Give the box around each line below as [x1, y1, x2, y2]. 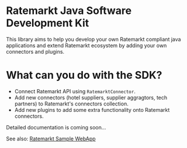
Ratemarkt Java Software [6, 4, 132, 17]
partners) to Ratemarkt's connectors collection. [14, 100, 129, 107]
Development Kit [6, 16, 89, 30]
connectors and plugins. [6, 48, 65, 55]
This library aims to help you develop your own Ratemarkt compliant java [6, 36, 181, 43]
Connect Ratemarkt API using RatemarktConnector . [14, 87, 136, 94]
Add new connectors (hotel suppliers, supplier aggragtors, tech [14, 94, 168, 101]
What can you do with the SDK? [6, 69, 162, 82]
